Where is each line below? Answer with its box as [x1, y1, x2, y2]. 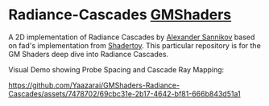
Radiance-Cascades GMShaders [8, 6, 232, 24]
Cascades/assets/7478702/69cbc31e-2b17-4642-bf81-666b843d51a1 [8, 88, 241, 98]
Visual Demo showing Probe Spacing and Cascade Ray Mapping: [8, 64, 225, 74]
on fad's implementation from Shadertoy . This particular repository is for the [8, 40, 262, 50]
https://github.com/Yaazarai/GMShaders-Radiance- [8, 80, 180, 90]
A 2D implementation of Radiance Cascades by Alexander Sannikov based [8, 32, 255, 42]
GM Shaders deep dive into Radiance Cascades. [8, 49, 169, 59]
